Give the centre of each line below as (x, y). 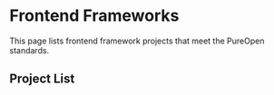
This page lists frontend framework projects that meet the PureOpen (137, 41)
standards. (29, 50)
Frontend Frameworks (94, 16)
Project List (42, 79)
